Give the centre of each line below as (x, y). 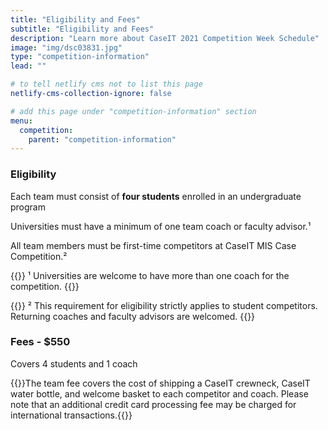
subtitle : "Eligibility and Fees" (82, 29)
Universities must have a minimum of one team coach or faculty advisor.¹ (161, 226)
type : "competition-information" (80, 57)
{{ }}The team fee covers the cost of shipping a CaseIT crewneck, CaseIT (160, 383)
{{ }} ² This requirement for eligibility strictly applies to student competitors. (164, 305)
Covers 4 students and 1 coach (74, 363)
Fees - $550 (40, 342)
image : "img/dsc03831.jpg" (66, 47)
